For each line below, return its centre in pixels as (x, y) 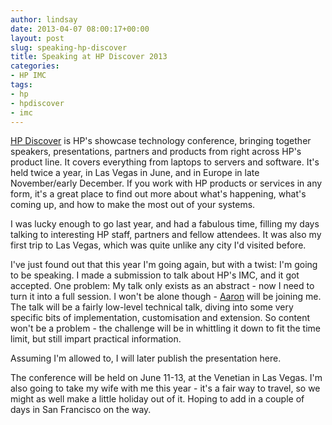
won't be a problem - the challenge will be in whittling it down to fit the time (165, 328)
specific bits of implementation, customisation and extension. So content (160, 318)
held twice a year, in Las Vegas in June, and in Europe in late (135, 173)
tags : (21, 85)
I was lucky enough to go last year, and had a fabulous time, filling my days (165, 224)
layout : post (37, 38)
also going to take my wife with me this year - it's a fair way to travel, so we (165, 388)
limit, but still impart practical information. (96, 339)
